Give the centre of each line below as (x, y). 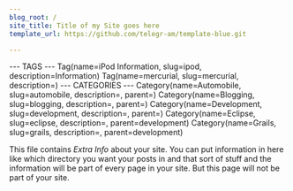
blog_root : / (33, 17)
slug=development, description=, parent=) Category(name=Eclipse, (132, 114)
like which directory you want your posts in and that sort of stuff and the (140, 159)
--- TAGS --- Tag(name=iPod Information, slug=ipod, (105, 66)
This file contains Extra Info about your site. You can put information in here (146, 149)
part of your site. (39, 178)
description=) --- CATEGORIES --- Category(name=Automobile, (125, 86)
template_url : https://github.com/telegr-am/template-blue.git (128, 34)
